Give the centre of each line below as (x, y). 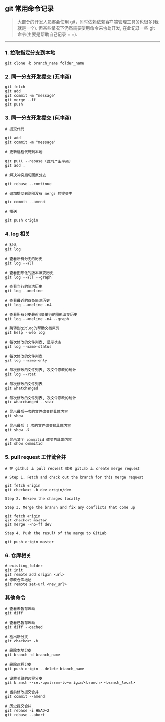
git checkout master (26, 521)
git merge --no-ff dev (28, 525)
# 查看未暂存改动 (20, 609)
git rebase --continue (28, 184)
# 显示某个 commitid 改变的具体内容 (39, 440)
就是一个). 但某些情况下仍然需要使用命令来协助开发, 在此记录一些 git (86, 28)
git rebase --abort (25, 715)
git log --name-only (26, 361)
